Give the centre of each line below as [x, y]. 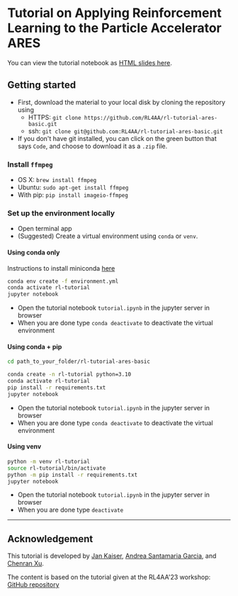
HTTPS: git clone [55, 117]
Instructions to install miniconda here [61, 268]
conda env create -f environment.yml [63, 281]
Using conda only [34, 252]
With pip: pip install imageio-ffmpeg [73, 195]
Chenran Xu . [26, 563]
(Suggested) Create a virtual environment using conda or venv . [108, 236]
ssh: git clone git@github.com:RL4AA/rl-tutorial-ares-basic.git [125, 131]
